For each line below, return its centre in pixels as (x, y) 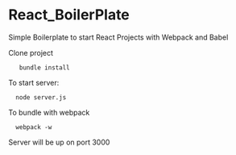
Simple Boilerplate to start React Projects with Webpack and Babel (118, 37)
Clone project (31, 52)
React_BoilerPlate (69, 15)
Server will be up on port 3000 (59, 142)
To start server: (34, 82)
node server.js (41, 97)
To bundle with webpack (49, 112)
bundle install (44, 67)
